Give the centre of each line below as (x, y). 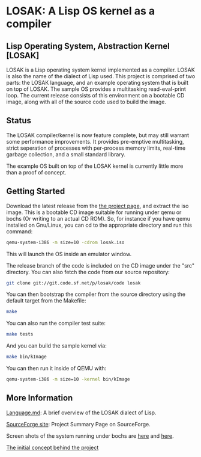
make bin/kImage (26, 357)
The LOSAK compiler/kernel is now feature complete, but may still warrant (98, 135)
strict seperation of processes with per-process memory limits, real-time (96, 148)
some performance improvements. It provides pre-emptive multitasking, (95, 141)
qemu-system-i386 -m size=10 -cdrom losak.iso (65, 242)
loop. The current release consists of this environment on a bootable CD (95, 95)
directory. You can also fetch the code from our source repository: (88, 272)
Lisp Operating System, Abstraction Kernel (88, 46)
